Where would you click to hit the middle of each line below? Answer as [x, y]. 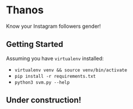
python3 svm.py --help [42, 82]
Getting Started [35, 44]
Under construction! [44, 100]
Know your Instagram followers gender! [53, 26]
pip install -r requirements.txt [55, 76]
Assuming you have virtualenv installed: [55, 58]
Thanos [25, 10]
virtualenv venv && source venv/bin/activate [71, 70]
